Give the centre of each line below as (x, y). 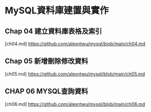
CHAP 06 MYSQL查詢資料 (46, 91)
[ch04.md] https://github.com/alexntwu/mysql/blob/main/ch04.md (75, 44)
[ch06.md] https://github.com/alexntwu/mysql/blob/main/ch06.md (75, 104)
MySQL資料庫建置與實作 (57, 11)
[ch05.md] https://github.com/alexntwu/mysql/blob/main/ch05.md (75, 74)
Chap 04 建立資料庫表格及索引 (53, 31)
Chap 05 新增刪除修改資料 (46, 61)
